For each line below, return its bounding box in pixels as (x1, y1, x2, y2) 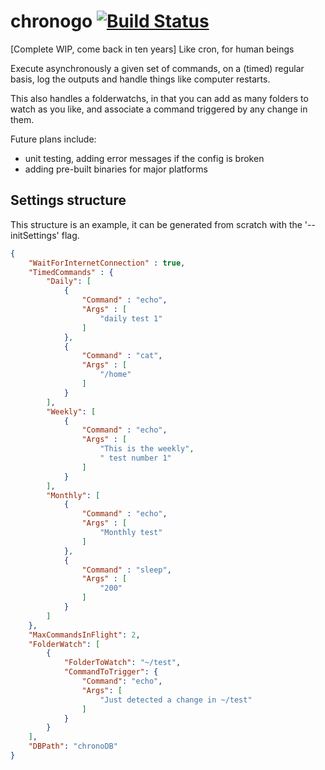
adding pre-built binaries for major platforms (24, 163, 208, 175)
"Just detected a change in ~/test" (99, 695, 253, 705)
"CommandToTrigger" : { (63, 667, 159, 677)
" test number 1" (99, 453, 172, 463)
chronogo (10, 10, 93, 33)
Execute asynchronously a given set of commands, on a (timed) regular (10, 62, 305, 74)
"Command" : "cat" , (81, 351, 163, 361)
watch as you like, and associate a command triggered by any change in (10, 103, 308, 115)
